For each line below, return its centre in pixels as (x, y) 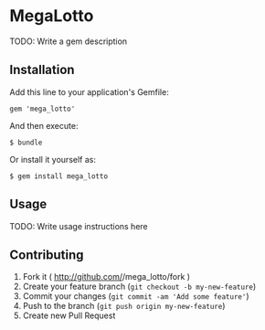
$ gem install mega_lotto (58, 176)
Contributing (47, 255)
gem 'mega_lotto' (42, 109)
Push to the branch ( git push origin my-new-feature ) (124, 306)
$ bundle (26, 143)
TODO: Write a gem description (69, 41)
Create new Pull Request (69, 315)
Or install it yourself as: (53, 159)
